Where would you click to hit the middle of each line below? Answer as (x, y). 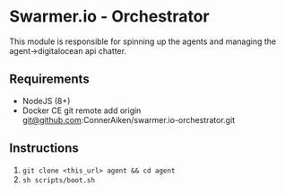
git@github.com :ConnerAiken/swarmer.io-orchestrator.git (129, 119)
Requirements (49, 79)
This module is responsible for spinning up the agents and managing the (142, 41)
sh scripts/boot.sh (59, 180)
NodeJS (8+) (46, 101)
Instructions (44, 149)
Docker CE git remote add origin (82, 110)
